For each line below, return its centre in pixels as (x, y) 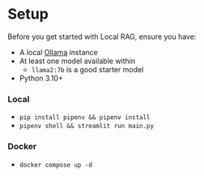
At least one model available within (77, 61)
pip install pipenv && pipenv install (85, 118)
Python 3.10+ (41, 78)
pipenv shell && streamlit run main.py (87, 127)
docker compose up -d (55, 165)
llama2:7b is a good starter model (87, 69)
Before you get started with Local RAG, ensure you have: (102, 36)
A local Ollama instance (58, 52)
